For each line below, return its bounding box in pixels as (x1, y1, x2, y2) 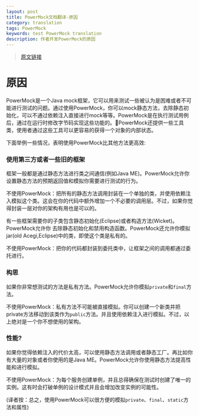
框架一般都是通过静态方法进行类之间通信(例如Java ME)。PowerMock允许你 (6, 170, 190, 177)
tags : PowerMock (6, 25, 46, 31)
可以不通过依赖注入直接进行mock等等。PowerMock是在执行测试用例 (21, 111, 189, 119)
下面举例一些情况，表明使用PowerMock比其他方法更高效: (6, 139, 146, 146)
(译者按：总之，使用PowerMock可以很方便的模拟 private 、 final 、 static (6, 396, 184, 403)
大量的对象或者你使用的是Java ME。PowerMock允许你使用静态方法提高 (11, 356, 186, 363)
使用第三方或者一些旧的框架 (6, 155, 85, 164)
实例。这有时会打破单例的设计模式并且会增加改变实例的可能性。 (6, 383, 162, 391)
